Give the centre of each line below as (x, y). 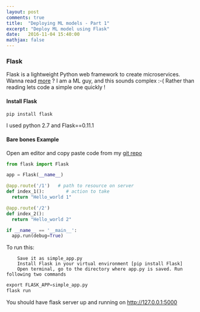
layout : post (23, 12)
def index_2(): (25, 214)
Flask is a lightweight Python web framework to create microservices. (93, 75)
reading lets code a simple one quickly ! (56, 87)
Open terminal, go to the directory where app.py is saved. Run (100, 269)
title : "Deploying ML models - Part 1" (58, 23)
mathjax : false (25, 40)
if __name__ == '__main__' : (42, 230)
